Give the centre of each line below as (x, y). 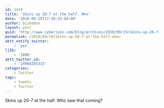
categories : (17, 69)
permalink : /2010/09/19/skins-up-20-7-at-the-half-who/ (63, 37)
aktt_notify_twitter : (27, 41)
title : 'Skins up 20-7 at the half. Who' (48, 14)
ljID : (10, 50)
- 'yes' (21, 46)
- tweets (23, 82)
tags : (10, 77)
